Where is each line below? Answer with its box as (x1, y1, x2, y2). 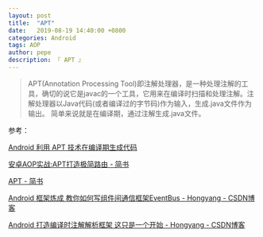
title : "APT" (8, 19, 56, 27)
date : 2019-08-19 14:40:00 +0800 (8, 26, 126, 34)
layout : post (8, 11, 52, 20)
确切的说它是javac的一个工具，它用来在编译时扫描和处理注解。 (41, 88, 248, 98)
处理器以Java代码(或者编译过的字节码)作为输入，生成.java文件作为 (34, 99, 253, 108)
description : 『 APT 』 (8, 56, 85, 64)
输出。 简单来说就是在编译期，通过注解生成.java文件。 (27, 108, 206, 118)
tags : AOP (8, 41, 41, 49)
